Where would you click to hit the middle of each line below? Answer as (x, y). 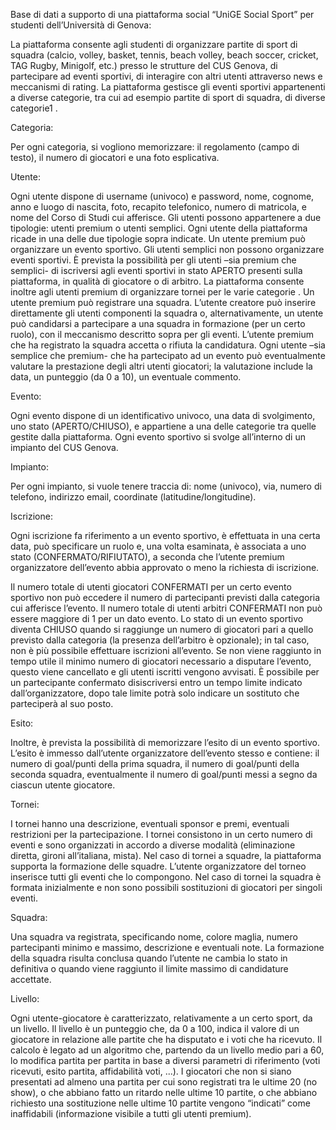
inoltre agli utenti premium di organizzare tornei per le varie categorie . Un (162, 292)
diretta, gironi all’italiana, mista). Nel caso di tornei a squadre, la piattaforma (166, 855)
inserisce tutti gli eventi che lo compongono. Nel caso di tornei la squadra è (166, 877)
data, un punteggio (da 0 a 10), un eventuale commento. (126, 377)
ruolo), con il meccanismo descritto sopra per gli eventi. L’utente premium (162, 334)
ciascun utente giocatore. (63, 785)
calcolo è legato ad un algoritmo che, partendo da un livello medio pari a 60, (167, 1050)
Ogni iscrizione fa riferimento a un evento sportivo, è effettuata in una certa (165, 535)
